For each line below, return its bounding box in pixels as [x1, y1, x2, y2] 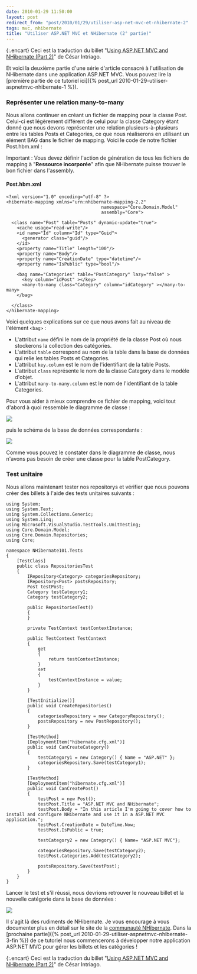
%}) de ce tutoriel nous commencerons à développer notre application [19, 937, 191, 944]
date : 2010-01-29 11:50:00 [6, 8, 73, 15]
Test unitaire [6, 470, 43, 478]
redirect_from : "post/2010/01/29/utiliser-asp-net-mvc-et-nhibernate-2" [6, 20, 189, 25]
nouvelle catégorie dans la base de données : [6, 895, 117, 902]
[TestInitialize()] [27, 697, 75, 704]
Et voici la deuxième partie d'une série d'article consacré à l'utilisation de [6, 64, 184, 72]
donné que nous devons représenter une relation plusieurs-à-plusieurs [6, 124, 179, 131]
